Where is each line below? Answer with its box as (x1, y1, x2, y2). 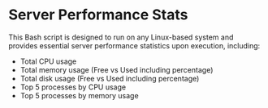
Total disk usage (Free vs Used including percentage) (19, 73, 200, 83)
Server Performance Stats (8, 6, 188, 24)
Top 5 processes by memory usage (19, 90, 140, 100)
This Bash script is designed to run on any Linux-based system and (8, 32, 234, 42)
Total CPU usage (19, 56, 77, 66)
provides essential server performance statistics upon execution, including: (8, 40, 261, 50)
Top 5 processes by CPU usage (19, 82, 127, 92)
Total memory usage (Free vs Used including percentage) (19, 64, 214, 74)
